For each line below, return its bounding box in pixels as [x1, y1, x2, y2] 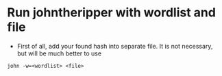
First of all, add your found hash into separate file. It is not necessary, [16, 42, 213, 50]
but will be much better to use [16, 49, 101, 58]
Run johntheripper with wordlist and [7, 5, 216, 21]
